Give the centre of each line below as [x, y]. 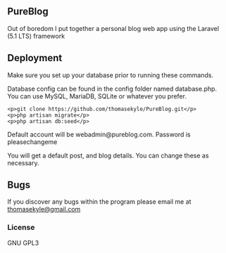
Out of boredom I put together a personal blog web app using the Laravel [113, 28]
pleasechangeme [32, 142]
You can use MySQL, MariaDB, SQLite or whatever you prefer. [97, 96]
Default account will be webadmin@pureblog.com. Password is [99, 134]
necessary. [24, 163]
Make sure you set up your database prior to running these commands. [110, 75]
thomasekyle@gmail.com [44, 209]
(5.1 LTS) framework [36, 36]
